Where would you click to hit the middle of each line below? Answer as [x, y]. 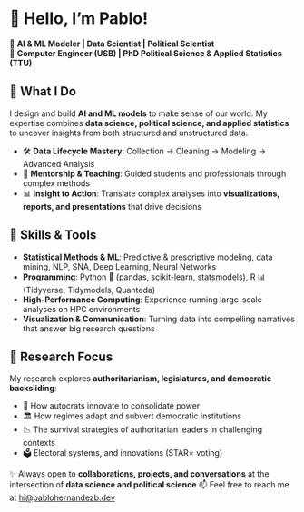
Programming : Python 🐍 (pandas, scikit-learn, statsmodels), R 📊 [144, 277]
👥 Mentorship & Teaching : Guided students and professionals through [154, 173]
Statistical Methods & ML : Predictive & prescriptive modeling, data [147, 257]
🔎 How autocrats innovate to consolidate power [111, 406]
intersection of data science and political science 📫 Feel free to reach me [150, 485]
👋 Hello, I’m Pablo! [78, 19]
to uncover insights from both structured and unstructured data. [129, 133]
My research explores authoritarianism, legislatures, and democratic [141, 379]
